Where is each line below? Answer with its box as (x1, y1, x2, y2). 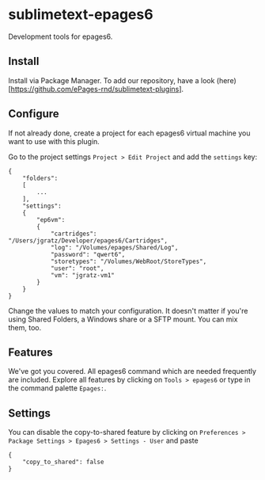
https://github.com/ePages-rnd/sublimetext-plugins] (10, 84, 182, 93)
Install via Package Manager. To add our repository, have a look (8, 75, 215, 85)
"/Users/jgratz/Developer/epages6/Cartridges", (8, 236, 168, 245)
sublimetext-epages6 (8, 6, 153, 24)
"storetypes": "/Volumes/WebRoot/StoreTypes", (50, 257, 207, 265)
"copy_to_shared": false (22, 458, 104, 467)
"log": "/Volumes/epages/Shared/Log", (50, 243, 179, 251)
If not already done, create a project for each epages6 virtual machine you (8, 128, 251, 138)
